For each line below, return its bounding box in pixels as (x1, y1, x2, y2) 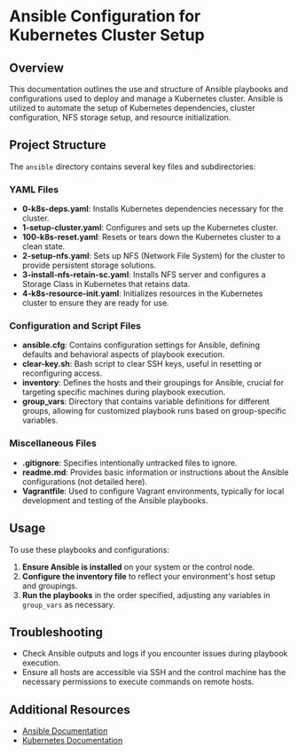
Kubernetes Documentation (21, 735, 123, 746)
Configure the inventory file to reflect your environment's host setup (21, 571, 276, 581)
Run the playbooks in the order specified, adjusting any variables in (21, 589, 271, 600)
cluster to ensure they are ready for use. (21, 298, 170, 308)
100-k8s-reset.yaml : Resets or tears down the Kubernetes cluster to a (21, 232, 281, 243)
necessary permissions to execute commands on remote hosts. (21, 676, 255, 688)
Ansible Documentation (21, 726, 108, 736)
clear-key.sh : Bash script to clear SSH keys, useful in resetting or (21, 359, 263, 369)
